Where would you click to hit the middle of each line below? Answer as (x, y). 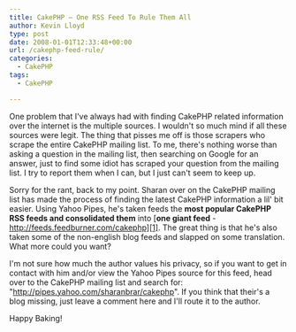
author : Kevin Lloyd (47, 26)
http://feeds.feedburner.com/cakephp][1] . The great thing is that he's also (144, 228)
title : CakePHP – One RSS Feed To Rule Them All (100, 17)
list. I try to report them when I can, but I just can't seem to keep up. (133, 173)
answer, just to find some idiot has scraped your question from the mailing (144, 163)
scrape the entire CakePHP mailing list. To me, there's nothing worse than (143, 144)
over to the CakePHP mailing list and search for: (96, 282)
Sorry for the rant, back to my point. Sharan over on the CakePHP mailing (142, 189)
